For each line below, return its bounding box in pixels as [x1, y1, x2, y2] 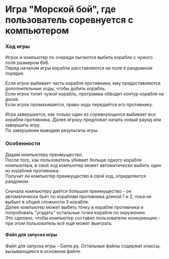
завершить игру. [5, 122, 41, 128]
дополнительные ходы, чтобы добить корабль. [5, 86, 106, 92]
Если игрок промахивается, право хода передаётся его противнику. [5, 102, 153, 108]
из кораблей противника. [5, 167, 60, 173]
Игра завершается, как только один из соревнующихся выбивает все [5, 111, 156, 117]
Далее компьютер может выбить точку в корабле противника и [5, 204, 144, 210]
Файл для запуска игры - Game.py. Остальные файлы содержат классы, [5, 243, 161, 249]
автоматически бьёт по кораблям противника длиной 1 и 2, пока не [5, 193, 152, 200]
